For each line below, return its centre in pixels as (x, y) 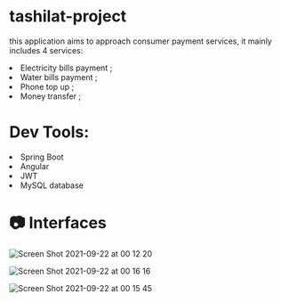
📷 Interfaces (58, 223)
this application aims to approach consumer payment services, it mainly (141, 41)
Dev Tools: (49, 132)
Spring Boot (42, 157)
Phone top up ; (48, 86)
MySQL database (52, 185)
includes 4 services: (46, 50)
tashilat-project (68, 16)
